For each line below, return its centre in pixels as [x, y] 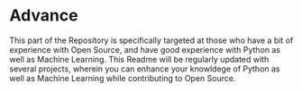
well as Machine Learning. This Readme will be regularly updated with [139, 59]
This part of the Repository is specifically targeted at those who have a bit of [151, 40]
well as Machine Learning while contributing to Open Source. [123, 78]
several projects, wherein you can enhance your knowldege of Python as [145, 69]
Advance [44, 16]
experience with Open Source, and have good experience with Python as [145, 49]
